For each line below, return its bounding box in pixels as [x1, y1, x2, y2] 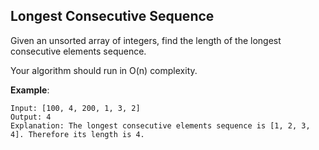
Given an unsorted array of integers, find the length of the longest [10, 34, 282, 46]
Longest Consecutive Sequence [10, 8, 215, 25]
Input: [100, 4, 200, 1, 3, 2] [10, 103, 141, 113]
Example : [10, 84, 50, 96]
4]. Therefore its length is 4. [10, 129, 145, 139]
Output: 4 [10, 112, 52, 122]
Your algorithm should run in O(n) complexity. [10, 64, 198, 76]
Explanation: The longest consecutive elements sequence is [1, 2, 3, [10, 120, 311, 131]
